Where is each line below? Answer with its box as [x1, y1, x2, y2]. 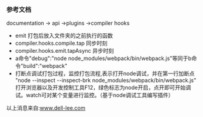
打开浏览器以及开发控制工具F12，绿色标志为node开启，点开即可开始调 [15, 84, 191, 92]
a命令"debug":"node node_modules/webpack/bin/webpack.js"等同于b [15, 55, 192, 62]
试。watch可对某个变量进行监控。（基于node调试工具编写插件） [15, 92, 174, 99]
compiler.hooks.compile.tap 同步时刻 [15, 39, 108, 47]
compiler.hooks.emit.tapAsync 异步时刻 [15, 47, 114, 55]
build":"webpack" [23, 62, 68, 70]
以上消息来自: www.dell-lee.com [6, 104, 86, 112]
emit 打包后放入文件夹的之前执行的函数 [15, 32, 114, 39]
